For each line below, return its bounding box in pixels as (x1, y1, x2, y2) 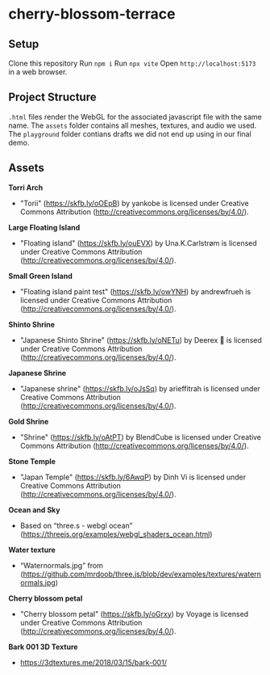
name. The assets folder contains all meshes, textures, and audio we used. (8, 120, 257, 130)
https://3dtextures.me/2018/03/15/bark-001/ (19, 657, 168, 667)
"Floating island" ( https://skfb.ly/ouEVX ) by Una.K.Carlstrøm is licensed (19, 238, 258, 247)
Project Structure (8, 91, 97, 104)
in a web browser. (8, 67, 68, 77)
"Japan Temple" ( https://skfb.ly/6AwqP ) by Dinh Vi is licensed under (19, 472, 247, 482)
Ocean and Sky (8, 504, 60, 514)
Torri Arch (8, 183, 44, 192)
